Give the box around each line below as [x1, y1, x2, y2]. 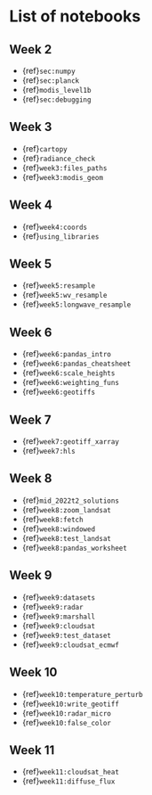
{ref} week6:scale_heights [21, 367, 116, 378]
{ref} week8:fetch [21, 513, 84, 524]
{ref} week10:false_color [21, 717, 111, 727]
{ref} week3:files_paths [21, 162, 108, 173]
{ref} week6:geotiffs [21, 386, 96, 397]
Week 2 [9, 42, 52, 57]
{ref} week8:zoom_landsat [21, 504, 111, 514]
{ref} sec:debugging [21, 94, 92, 104]
